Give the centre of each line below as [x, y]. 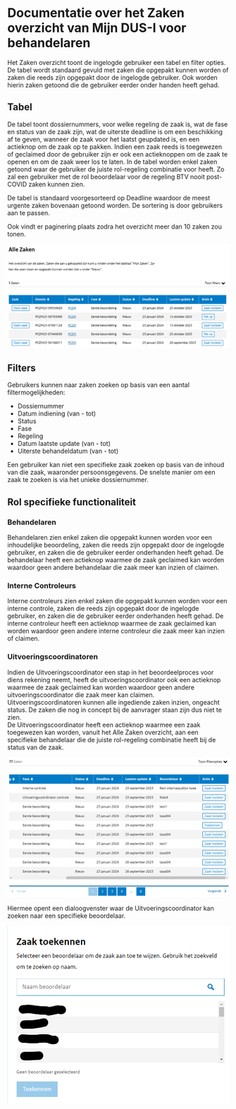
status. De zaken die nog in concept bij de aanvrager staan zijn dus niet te [114, 710]
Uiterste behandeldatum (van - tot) [68, 451]
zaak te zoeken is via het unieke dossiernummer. [78, 480]
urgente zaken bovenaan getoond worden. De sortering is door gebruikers [115, 205]
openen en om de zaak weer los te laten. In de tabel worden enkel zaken [112, 162]
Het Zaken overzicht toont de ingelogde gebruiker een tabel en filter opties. [117, 62]
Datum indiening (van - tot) [57, 413]
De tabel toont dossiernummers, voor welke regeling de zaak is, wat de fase [118, 124]
